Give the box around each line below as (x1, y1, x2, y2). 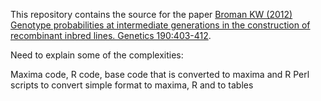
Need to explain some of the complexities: (10, 49, 184, 61)
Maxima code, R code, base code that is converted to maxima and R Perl (10, 69, 310, 80)
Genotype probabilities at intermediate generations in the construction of (10, 19, 311, 31)
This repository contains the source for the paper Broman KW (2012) (10, 9, 293, 20)
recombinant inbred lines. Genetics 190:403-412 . (10, 30, 212, 41)
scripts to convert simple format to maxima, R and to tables (10, 79, 254, 91)
